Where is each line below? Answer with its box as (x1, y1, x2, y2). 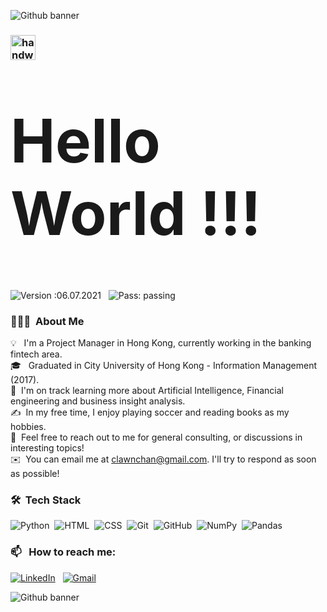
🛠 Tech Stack (10, 493, 82, 507)
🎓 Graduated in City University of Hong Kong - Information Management (10, 360, 318, 371)
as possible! (10, 468, 60, 479)
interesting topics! (10, 442, 85, 454)
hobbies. (10, 421, 47, 432)
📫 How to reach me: (10, 545, 117, 559)
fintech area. (10, 348, 63, 360)
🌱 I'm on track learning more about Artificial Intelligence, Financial (10, 385, 285, 396)
